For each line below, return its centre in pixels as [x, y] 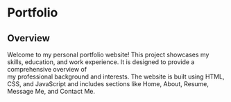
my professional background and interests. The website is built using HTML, [116, 76]
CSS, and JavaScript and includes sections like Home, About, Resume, [108, 84]
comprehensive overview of [47, 69]
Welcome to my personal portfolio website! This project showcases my [108, 54]
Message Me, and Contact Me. [51, 91]
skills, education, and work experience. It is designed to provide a [101, 62]
